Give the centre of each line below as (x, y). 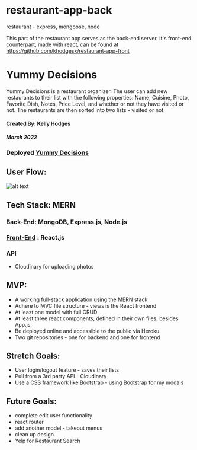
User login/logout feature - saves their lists (67, 370)
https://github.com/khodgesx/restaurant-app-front (68, 50)
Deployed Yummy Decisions (47, 153)
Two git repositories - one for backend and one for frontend (88, 337)
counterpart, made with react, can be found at (62, 44)
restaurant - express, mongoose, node (53, 27)
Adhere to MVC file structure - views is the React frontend (85, 305)
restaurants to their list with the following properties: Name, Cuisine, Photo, (98, 97)
